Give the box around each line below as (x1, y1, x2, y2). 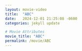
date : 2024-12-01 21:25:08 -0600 (5, 16, 78, 21)
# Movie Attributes (5, 30, 45, 34)
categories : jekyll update (5, 20, 60, 26)
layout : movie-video (5, 7, 47, 12)
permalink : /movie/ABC (5, 38, 51, 44)
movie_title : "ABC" (5, 34, 45, 39)
